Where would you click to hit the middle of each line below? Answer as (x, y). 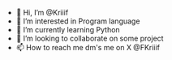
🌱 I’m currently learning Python (68, 30)
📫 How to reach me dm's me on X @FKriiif (88, 47)
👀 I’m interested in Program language (78, 21)
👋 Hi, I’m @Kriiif (42, 13)
